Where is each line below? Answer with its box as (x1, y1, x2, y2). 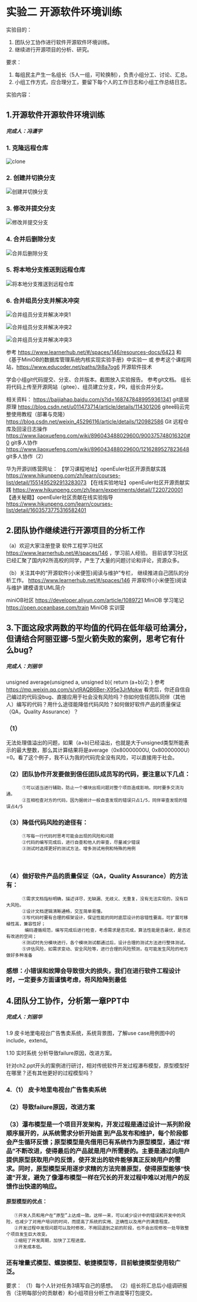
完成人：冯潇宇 (6, 128, 42, 135)
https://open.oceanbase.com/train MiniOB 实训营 (6, 603, 125, 611)
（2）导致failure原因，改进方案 (6, 1102, 95, 1111)
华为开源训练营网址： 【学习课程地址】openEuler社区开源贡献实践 (6, 465, 166, 472)
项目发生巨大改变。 (10, 1231, 50, 1237)
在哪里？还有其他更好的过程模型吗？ (6, 1069, 94, 1076)
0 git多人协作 (6, 439, 38, 446)
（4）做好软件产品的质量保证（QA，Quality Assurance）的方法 (6, 872, 188, 880)
